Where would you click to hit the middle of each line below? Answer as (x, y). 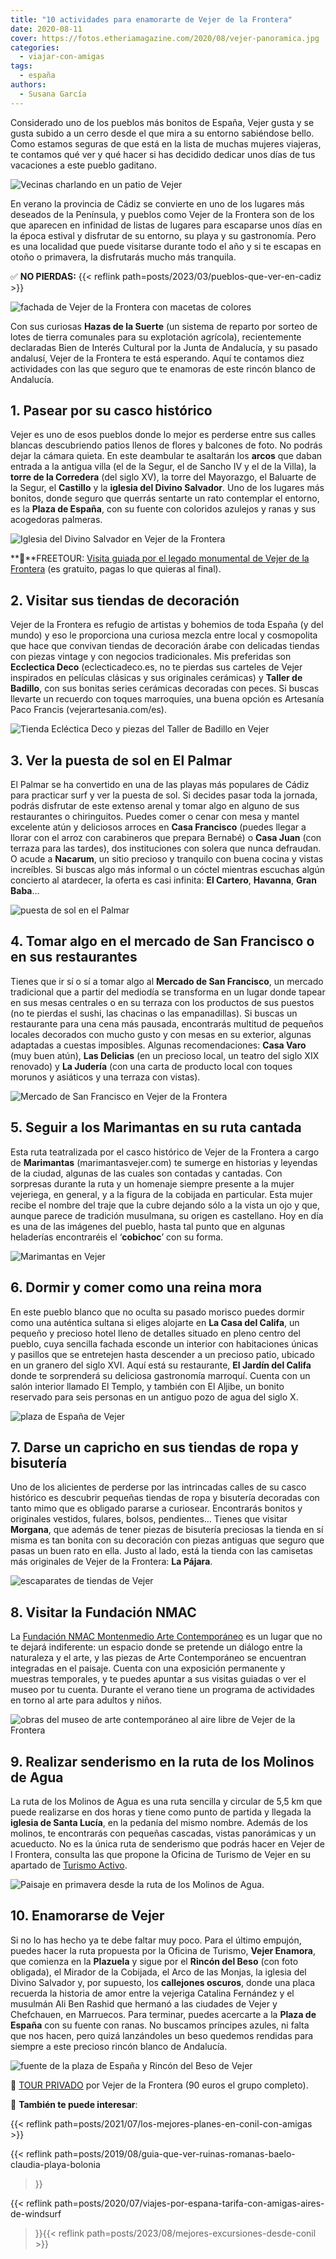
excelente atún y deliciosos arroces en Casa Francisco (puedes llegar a (158, 827)
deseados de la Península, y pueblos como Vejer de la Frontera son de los (162, 214)
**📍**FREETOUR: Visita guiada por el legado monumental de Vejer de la (160, 558)
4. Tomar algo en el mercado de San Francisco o (162, 941)
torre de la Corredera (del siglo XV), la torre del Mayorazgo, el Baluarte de (163, 477)
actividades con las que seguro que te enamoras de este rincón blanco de (163, 368)
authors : (28, 85)
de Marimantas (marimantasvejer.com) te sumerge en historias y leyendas (164, 1162)
